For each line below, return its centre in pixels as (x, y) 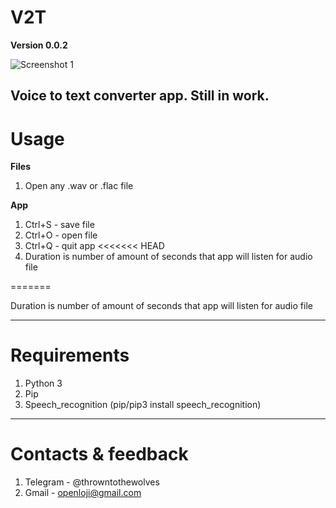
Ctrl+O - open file (61, 235)
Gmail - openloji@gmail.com (83, 493)
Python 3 (43, 383)
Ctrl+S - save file (59, 225)
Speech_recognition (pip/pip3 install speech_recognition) (143, 405)
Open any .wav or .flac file (79, 186)
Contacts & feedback (99, 454)
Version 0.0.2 (39, 45)
